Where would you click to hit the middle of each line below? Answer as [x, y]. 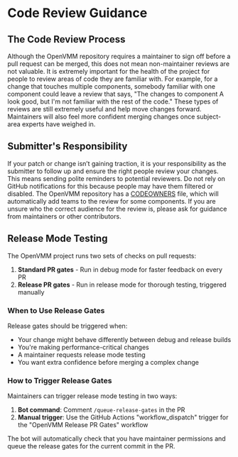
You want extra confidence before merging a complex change [108, 362]
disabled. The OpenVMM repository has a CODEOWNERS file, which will [113, 194]
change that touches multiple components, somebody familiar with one [111, 86]
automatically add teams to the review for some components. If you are [112, 201]
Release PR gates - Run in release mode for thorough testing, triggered [122, 285]
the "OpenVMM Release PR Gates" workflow [83, 425]
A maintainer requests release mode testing [81, 354]
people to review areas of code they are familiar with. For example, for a [113, 79]
